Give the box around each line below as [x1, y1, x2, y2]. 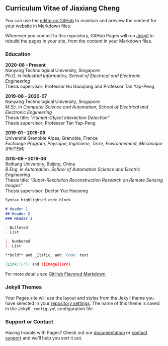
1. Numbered [5, 239, 30, 244]
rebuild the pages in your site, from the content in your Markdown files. [5, 38, 152, 44]
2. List [5, 244, 22, 249]
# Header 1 [5, 206, 28, 211]
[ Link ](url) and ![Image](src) [5, 262, 71, 267]
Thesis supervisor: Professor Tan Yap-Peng [5, 120, 96, 126]
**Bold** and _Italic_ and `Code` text [5, 253, 89, 258]
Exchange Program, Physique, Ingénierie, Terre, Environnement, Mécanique [5, 141, 162, 147]
